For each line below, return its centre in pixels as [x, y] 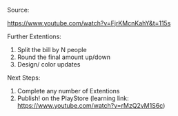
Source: [18, 10]
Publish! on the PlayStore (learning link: [73, 98]
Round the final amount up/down [63, 57]
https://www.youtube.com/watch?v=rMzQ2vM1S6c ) [91, 105]
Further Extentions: [34, 36]
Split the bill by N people [52, 50]
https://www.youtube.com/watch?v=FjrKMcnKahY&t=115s [89, 23]
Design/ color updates [49, 64]
